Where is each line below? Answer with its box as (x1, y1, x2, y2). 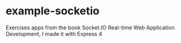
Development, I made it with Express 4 (5, 30, 102, 37)
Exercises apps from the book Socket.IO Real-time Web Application (5, 24, 175, 31)
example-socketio (5, 4, 100, 18)
